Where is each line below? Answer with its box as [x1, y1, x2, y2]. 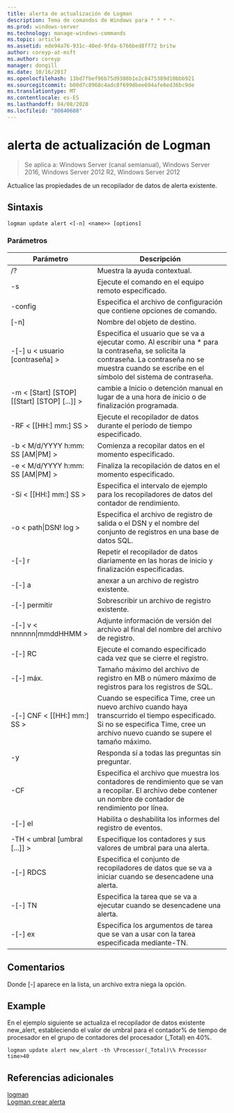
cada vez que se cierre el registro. [97, 653, 209, 662]
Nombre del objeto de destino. [97, 317, 196, 327]
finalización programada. [97, 400, 179, 410]
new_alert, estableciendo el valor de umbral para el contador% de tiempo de [7, 1026, 227, 1034]
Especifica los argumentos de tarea [97, 920, 213, 930]
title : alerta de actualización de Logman [7, 10, 132, 17]
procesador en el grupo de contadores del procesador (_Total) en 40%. [7, 1034, 212, 1042]
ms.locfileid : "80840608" [7, 107, 82, 114]
